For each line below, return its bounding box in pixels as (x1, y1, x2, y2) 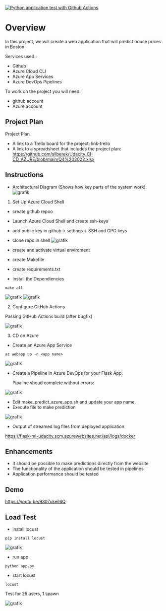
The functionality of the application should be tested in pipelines (12, 466, 144, 472)
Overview (5, 22, 46, 33)
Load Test (5, 513, 36, 521)
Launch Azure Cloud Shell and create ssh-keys (12, 218, 109, 224)
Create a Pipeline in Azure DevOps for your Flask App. (12, 370, 123, 376)
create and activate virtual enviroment (12, 247, 90, 253)
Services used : (5, 53, 37, 59)
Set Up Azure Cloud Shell (12, 199, 64, 204)
